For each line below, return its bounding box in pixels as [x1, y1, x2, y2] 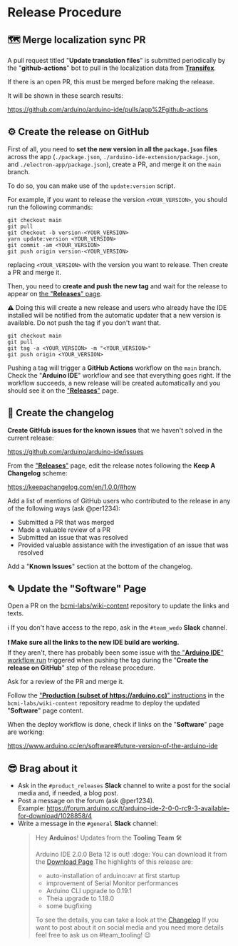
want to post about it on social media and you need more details [35, 923, 224, 932]
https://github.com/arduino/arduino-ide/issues [7, 447, 144, 456]
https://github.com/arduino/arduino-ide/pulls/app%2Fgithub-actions [7, 105, 209, 114]
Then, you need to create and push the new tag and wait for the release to [7, 281, 228, 290]
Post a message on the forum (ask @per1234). [17, 797, 155, 805]
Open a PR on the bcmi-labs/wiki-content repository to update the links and [7, 601, 229, 610]
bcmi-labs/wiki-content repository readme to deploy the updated [7, 699, 200, 708]
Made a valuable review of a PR [17, 525, 110, 534]
